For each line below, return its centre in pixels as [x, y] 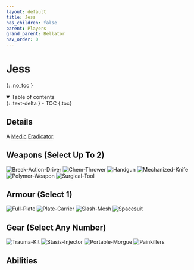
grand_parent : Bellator [36, 34]
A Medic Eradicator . [30, 136]
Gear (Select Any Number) [56, 227]
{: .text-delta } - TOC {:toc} [39, 103]
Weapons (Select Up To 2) [55, 155]
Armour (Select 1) [39, 194]
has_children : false [32, 23]
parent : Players [26, 28]
